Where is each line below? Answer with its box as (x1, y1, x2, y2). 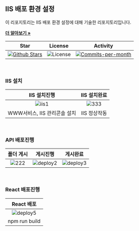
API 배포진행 (5, 136, 34, 144)
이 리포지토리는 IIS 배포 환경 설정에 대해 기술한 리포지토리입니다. (5, 19, 131, 25)
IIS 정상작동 (81, 110, 107, 117)
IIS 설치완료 (81, 91, 107, 99)
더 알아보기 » (5, 30, 31, 36)
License (49, 42, 69, 49)
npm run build (8, 217, 41, 224)
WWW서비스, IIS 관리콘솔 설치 (8, 110, 77, 117)
